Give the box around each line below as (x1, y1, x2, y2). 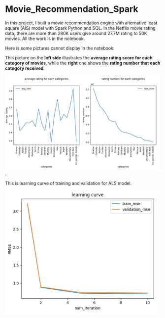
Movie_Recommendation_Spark (5, 3, 138, 15)
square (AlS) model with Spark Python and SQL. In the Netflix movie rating (5, 25, 156, 31)
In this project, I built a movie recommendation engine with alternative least (5, 20, 158, 26)
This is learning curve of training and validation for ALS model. (5, 181, 132, 186)
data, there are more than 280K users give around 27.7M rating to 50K (5, 30, 147, 36)
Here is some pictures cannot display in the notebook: (5, 45, 115, 51)
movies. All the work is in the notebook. (5, 36, 85, 42)
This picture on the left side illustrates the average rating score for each (5, 54, 153, 60)
